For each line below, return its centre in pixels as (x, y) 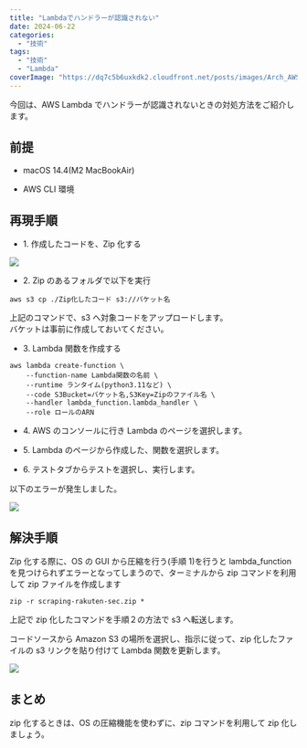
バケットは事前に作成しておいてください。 (89, 329)
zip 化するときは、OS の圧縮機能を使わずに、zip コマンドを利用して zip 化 (149, 723)
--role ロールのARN (60, 413)
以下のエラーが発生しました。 (65, 489)
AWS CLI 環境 (48, 189)
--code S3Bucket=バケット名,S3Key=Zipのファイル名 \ (121, 395)
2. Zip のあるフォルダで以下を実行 (87, 280)
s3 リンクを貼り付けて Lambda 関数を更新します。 (130, 650)
